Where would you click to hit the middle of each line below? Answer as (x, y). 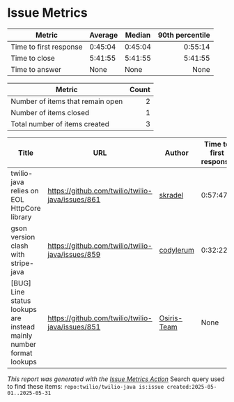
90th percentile (184, 35)
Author (177, 153)
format (22, 352)
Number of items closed (50, 112)
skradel (171, 195)
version (23, 237)
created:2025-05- (192, 387)
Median (138, 35)
